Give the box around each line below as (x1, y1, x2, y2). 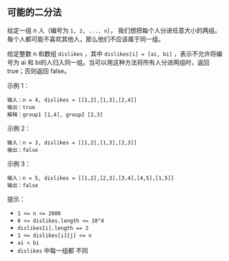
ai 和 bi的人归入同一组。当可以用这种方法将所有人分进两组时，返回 (20, 58, 210, 66)
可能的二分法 (7, 6, 62, 19)
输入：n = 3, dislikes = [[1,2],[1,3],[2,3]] (7, 139, 137, 146)
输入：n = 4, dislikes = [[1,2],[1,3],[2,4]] (7, 96, 137, 104)
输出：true (7, 104, 36, 110)
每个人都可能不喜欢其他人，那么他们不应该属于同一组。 (7, 35, 164, 43)
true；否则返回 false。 (7, 66, 70, 75)
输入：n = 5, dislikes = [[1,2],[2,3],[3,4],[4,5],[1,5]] (7, 175, 175, 182)
